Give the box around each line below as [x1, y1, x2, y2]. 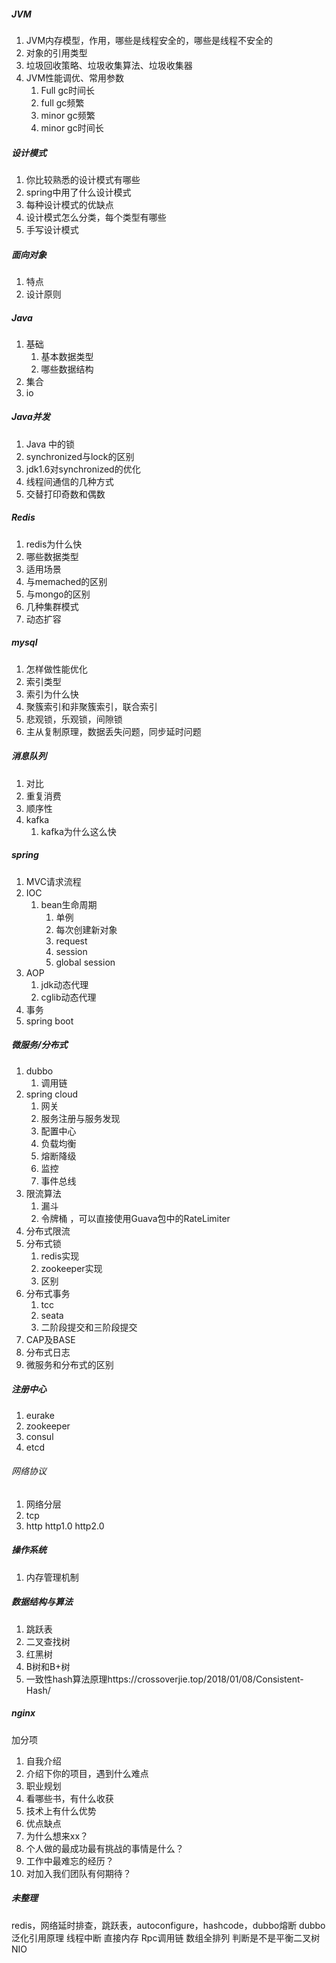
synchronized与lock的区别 [25, 450, 135, 462]
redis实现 [40, 1250, 80, 1262]
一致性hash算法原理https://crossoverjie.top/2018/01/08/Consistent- [25, 1673, 304, 1685]
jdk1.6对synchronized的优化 [25, 463, 141, 475]
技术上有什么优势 [25, 1805, 97, 1817]
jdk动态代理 [40, 978, 89, 990]
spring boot [25, 1015, 74, 1027]
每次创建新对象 [55, 923, 118, 935]
